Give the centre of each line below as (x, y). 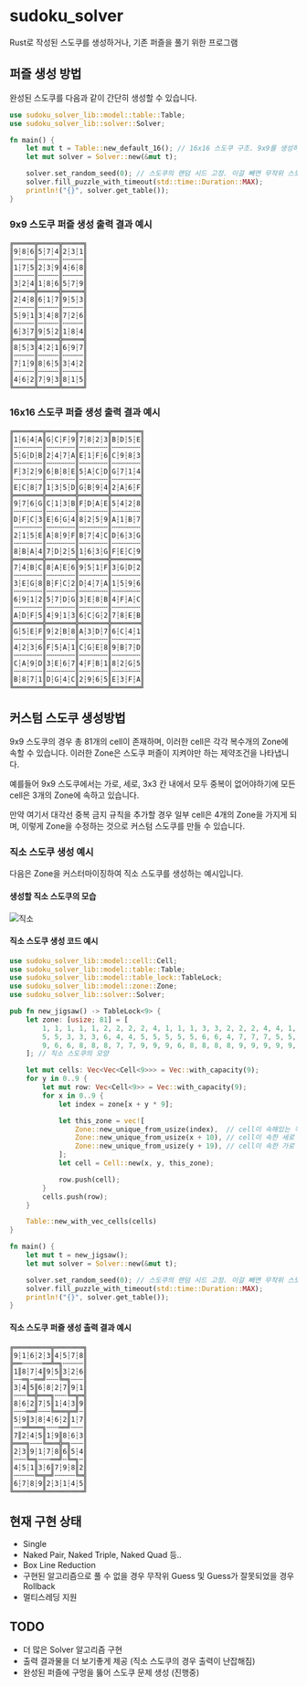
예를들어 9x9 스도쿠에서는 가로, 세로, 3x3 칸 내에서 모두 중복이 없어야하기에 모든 (153, 784)
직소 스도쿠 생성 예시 (52, 852)
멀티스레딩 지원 (50, 1597)
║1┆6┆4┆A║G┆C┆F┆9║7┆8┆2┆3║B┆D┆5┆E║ (77, 440)
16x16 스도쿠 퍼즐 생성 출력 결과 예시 (85, 412)
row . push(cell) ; (89, 1180)
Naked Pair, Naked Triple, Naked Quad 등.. (102, 1555)
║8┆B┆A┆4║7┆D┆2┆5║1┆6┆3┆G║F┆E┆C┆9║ (77, 552)
